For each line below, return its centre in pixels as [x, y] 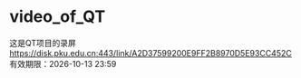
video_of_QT [58, 17]
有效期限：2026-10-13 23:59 [63, 63]
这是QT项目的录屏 [43, 43]
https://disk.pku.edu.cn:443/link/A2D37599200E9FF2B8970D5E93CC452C [150, 53]
